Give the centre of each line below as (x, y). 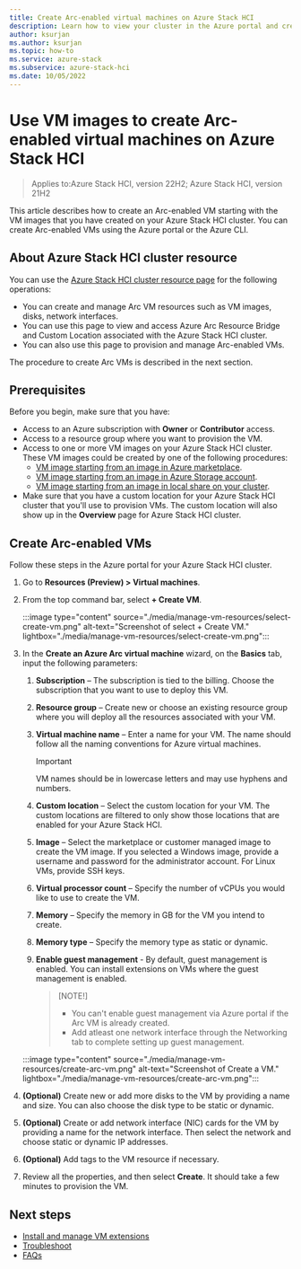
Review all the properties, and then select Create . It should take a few (151, 1176)
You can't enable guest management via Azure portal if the (180, 1013)
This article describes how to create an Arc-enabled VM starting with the (144, 210)
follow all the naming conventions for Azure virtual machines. (148, 744)
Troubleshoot (47, 1246)
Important (54, 762)
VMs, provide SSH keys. (80, 871)
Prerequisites (47, 390)
